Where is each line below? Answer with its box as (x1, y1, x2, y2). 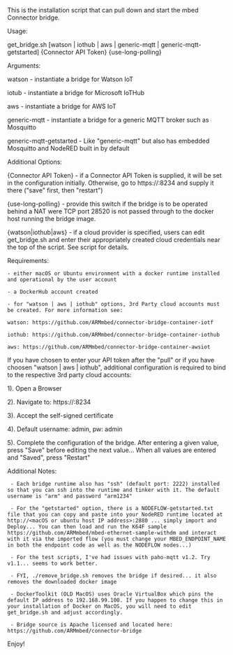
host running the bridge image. (7, 215, 96, 223)
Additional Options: (7, 157, 63, 166)
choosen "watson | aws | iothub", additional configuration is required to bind (7, 363, 227, 372)
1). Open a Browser (7, 384, 62, 393)
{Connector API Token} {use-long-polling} (40, 48, 162, 56)
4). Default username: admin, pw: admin (7, 425, 123, 433)
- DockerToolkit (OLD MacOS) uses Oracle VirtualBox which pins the (10, 591, 214, 598)
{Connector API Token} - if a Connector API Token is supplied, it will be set (7, 171, 222, 179)
